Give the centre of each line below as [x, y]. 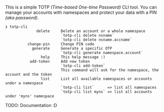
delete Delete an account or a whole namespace [91, 31]
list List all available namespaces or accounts [96, 79]
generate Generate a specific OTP [72, 49]
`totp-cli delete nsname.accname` [96, 40]
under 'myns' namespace [30, 96]
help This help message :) [73, 57]
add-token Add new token [60, 61]
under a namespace [24, 83]
